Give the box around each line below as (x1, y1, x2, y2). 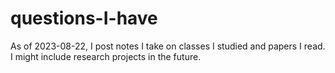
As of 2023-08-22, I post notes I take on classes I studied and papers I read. (10, 40, 326, 52)
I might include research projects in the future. (10, 50, 202, 62)
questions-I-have (10, 7, 158, 30)
